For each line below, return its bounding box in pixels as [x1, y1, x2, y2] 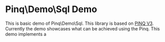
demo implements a [5, 31, 47, 37]
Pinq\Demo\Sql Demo [5, 4, 97, 15]
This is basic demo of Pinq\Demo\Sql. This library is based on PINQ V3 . [5, 20, 154, 26]
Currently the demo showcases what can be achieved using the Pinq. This [5, 25, 160, 31]
